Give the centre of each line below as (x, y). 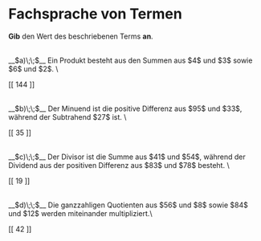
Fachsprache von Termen (95, 14)
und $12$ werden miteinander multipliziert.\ (80, 213)
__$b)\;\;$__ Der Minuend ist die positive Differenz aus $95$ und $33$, (125, 108)
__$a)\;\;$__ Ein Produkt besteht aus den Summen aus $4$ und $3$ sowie (130, 60)
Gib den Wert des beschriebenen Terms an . (81, 36)
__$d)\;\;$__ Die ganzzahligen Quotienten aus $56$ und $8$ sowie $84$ (128, 205)
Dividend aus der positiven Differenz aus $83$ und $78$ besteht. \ (119, 165)
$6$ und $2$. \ (33, 68)
